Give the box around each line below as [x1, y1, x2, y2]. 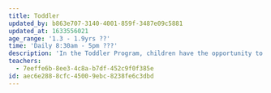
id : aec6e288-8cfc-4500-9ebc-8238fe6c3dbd [8, 72, 154, 80]
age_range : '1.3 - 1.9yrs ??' [8, 34, 111, 43]
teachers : [8, 57, 42, 66]
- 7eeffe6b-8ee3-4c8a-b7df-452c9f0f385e [15, 65, 154, 73]
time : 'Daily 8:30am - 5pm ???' [8, 42, 118, 50]
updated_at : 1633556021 [8, 27, 89, 35]
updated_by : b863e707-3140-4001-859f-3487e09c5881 [8, 19, 183, 27]
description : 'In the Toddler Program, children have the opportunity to [8, 49, 264, 57]
